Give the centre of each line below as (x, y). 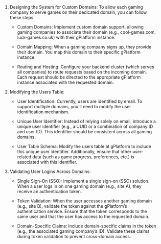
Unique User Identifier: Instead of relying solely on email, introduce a (86, 121)
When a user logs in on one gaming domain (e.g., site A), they (79, 186)
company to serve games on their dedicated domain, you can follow (78, 12)
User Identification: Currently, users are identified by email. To (80, 101)
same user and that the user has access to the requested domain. (83, 217)
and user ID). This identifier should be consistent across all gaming (84, 132)
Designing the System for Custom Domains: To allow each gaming (76, 7)
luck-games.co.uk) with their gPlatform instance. (66, 37)
